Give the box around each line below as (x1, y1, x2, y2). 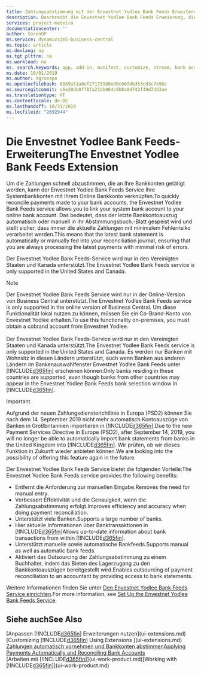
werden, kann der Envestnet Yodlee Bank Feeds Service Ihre (6, 186, 156, 193)
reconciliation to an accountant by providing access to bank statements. (14, 573, 193, 580)
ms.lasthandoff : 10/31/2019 (6, 103, 77, 110)
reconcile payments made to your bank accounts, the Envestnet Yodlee (6, 199, 182, 206)
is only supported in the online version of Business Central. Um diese (6, 303, 176, 311)
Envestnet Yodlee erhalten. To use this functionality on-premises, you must (6, 317, 190, 324)
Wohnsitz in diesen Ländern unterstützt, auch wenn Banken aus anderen (6, 354, 185, 362)
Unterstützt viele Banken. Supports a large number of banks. (14, 515, 163, 522)
